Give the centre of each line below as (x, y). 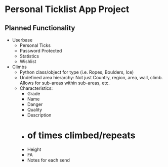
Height (34, 149)
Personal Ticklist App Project (67, 9)
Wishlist (28, 61)
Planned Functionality (40, 28)
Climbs (19, 67)
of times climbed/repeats (81, 135)
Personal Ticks (35, 45)
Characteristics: (36, 88)
